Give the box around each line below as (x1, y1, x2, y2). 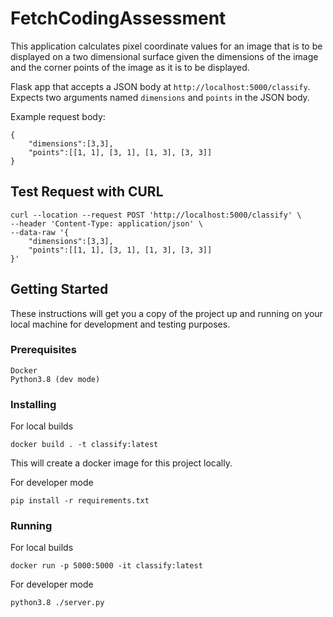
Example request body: (10, 110, 106, 122)
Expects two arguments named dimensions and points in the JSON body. (10, 91, 310, 103)
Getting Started (10, 281, 109, 298)
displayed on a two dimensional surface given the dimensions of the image (10, 50, 319, 62)
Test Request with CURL (10, 183, 164, 201)
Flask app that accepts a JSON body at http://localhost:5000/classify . (10, 80, 311, 92)
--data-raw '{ (10, 227, 70, 237)
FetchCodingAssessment (10, 7, 227, 30)
